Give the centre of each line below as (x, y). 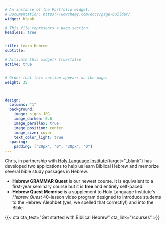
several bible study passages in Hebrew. (47, 171)
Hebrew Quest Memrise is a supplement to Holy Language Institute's (84, 192)
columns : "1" (23, 105)
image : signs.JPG (32, 114)
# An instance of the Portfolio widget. (48, 10)
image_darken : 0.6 (33, 119)
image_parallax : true (36, 123)
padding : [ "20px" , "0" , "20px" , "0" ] (53, 147)
